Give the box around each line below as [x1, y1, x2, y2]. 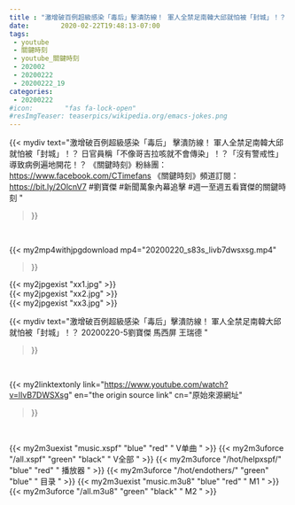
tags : [9, 29, 29, 38]
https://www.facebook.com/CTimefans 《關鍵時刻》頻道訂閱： [9, 170, 239, 182]
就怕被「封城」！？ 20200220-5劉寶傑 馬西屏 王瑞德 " [9, 327, 208, 338]
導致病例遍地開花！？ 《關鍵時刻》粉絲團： [9, 159, 167, 170]
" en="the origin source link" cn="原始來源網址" [68, 390, 244, 400]
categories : [9, 87, 53, 96]
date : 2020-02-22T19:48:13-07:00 [9, 21, 161, 30]
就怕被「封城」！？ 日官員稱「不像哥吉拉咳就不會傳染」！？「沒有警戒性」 [9, 148, 283, 159]
